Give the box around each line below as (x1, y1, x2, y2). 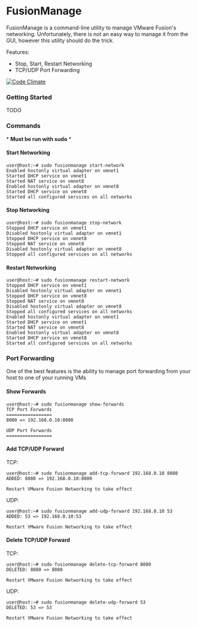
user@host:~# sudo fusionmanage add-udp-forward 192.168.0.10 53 (6, 508, 172, 514)
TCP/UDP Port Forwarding (14, 66, 80, 73)
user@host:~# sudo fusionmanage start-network (6, 162, 125, 169)
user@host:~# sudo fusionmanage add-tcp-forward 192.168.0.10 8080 (6, 470, 178, 476)
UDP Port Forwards (6, 427, 52, 433)
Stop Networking (6, 206, 50, 214)
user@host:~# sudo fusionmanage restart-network (6, 277, 130, 283)
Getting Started (6, 93, 52, 101)
